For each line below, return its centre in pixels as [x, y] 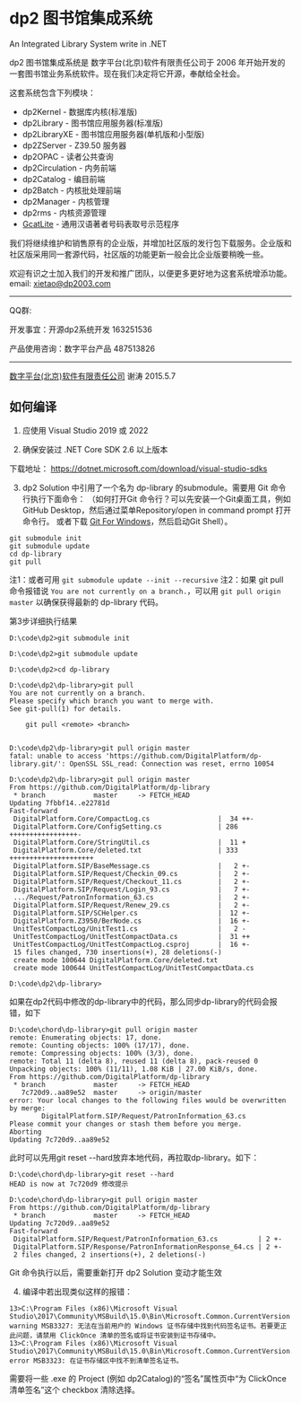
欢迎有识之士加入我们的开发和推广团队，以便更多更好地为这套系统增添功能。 [150, 273]
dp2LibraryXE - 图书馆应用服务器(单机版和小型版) [113, 134]
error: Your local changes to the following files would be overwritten [148, 1100]
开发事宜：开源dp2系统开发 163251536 [81, 329]
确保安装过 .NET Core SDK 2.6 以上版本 [95, 449]
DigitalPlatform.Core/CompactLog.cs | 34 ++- [133, 819]
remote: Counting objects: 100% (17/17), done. [100, 1045]
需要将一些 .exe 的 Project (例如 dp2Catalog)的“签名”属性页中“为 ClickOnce [148, 1378]
